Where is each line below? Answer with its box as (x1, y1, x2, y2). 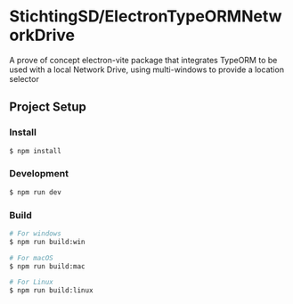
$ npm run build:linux (9, 286, 94, 295)
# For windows (9, 229, 62, 238)
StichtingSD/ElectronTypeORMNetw (9, 6, 282, 27)
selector (9, 73, 40, 84)
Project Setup (9, 100, 87, 115)
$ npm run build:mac (9, 261, 86, 271)
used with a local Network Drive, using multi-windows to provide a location (9, 64, 285, 75)
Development (9, 168, 69, 180)
